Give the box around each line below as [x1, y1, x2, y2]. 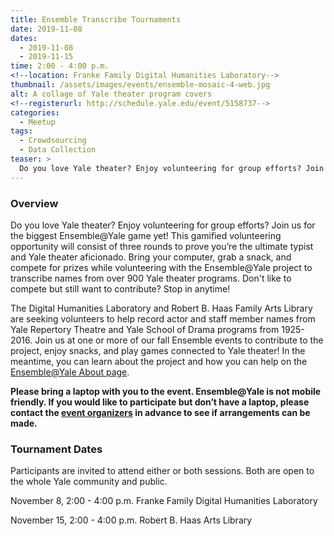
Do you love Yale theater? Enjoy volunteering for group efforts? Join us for [10, 219, 316, 231]
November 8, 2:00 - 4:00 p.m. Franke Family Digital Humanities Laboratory [10, 495, 318, 507]
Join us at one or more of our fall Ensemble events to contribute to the [34, 334, 324, 346]
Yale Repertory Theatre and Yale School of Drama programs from [10, 323, 280, 335]
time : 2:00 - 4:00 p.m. [10, 61, 110, 71]
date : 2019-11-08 [10, 24, 83, 34]
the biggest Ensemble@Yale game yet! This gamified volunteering [10, 229, 282, 241]
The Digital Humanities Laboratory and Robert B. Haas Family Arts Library [10, 302, 313, 314]
